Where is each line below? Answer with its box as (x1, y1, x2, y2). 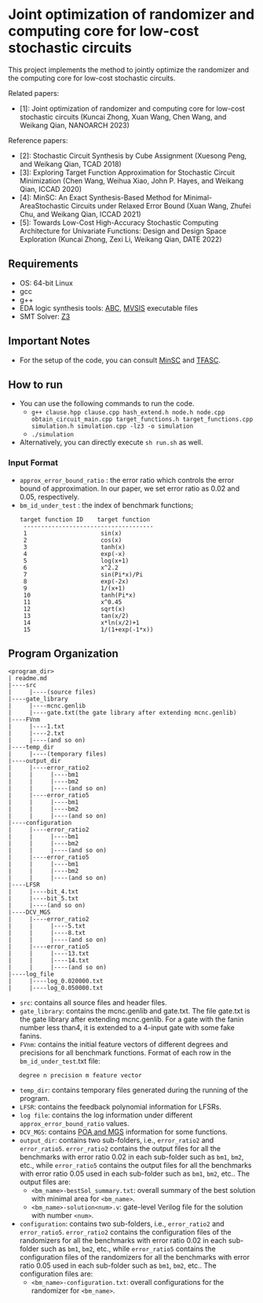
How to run (8, 377, 64, 391)
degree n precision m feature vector (18, 1072, 143, 1080)
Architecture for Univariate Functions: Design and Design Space (19, 226, 227, 235)
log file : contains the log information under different (19, 1110, 193, 1120)
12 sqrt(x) (23, 605, 126, 613)
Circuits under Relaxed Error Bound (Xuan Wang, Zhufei (70, 201, 251, 210)
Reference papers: (8, 135, 68, 145)
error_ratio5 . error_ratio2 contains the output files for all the (19, 1144, 221, 1154)
